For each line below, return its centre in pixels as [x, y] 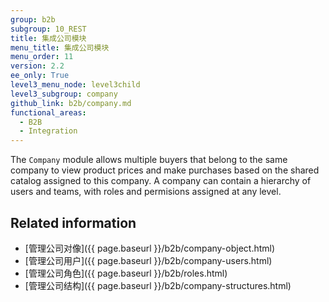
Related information [73, 222]
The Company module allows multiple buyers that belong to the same [149, 160]
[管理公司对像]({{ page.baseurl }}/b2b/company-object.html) [150, 248]
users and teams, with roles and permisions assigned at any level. [146, 192]
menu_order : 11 [42, 57]
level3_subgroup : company [64, 94]
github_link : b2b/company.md [71, 103]
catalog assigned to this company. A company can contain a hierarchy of [161, 181]
